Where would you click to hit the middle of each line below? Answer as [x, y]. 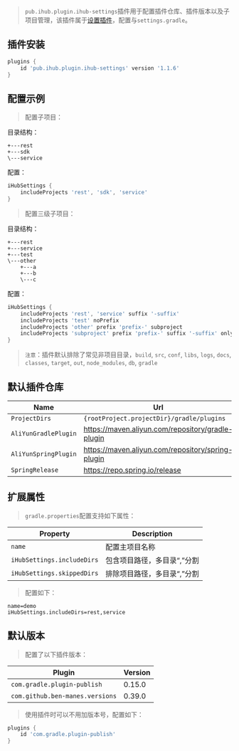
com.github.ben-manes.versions [64, 696]
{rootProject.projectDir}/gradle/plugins [155, 418]
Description [152, 533]
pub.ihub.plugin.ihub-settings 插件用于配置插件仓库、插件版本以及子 [127, 11]
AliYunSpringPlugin [44, 454]
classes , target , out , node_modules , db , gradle [91, 363]
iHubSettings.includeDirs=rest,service [67, 612]
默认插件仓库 [36, 387]
